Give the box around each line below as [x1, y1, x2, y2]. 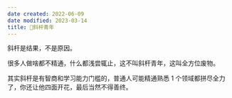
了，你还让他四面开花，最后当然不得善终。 [7, 83, 132, 92]
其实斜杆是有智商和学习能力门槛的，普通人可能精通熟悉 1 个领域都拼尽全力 [7, 74, 226, 82]
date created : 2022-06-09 [7, 10, 84, 18]
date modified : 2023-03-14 [7, 17, 88, 24]
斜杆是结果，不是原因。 [7, 44, 76, 53]
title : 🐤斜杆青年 [7, 23, 55, 31]
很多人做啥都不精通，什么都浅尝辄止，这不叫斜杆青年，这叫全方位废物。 [7, 59, 219, 67]
